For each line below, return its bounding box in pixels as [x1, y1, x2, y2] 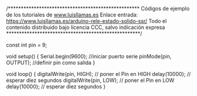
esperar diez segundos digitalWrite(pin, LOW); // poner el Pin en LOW [6, 77, 175, 84]
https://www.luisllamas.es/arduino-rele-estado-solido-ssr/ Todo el [6, 18, 167, 24]
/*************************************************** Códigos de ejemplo [6, 5, 190, 12]
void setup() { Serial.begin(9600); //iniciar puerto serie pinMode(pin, [6, 53, 172, 59]
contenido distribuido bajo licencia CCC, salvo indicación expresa [6, 24, 165, 31]
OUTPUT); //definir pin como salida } [6, 59, 95, 66]
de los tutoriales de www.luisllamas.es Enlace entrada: [6, 11, 138, 18]
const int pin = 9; [6, 41, 48, 48]
